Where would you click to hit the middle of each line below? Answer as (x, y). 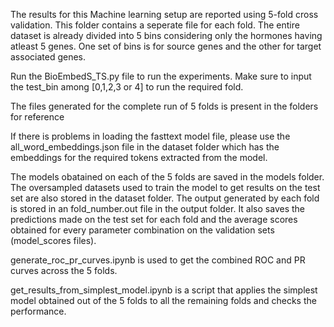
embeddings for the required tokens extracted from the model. (139, 157)
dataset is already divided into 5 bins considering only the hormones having (166, 35)
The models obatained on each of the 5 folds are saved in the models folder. (167, 177)
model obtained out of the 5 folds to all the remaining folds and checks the (163, 300)
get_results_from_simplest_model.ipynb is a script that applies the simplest (164, 290)
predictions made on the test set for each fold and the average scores (154, 219)
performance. (38, 311)
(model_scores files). (53, 240)
